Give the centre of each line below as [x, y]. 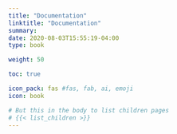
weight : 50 [26, 60]
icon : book [26, 96]
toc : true [25, 74]
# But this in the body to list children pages [89, 110]
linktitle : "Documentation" [55, 23]
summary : [23, 30]
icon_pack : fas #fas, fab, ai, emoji [71, 89]
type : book [26, 45]
